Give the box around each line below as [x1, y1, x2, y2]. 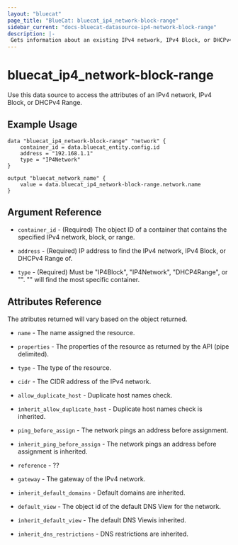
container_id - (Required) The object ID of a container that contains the [17, 225, 227, 234]
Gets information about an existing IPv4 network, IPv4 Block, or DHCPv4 [10, 37, 233, 44]
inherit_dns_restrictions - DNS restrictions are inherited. [17, 529, 189, 538]
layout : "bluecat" [7, 10, 62, 18]
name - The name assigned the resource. [17, 328, 135, 337]
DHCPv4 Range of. [17, 254, 73, 262]
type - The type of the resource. [17, 363, 112, 372]
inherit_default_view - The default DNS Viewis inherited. [17, 515, 186, 524]
